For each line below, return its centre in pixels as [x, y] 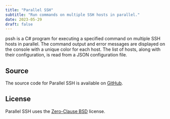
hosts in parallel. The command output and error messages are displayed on [85, 44]
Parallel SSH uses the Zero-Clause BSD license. [55, 111]
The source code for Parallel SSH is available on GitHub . [64, 83]
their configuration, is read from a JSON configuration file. [66, 55]
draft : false [19, 24]
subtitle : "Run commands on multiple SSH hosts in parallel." [73, 15]
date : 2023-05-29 [24, 19]
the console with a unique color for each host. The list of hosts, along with [83, 49]
